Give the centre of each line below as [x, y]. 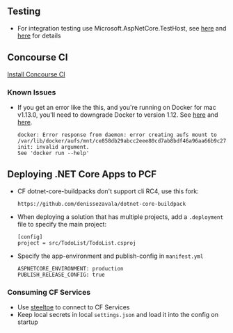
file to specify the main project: [62, 224]
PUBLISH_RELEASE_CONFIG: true [61, 275]
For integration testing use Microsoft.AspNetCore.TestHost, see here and [122, 28]
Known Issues [32, 92]
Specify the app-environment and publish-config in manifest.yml [110, 256]
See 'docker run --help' [53, 153]
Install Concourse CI [36, 74]
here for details [39, 35]
